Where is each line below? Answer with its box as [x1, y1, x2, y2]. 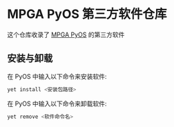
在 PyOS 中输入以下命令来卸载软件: [7, 99, 107, 108]
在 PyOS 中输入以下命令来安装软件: [7, 72, 107, 80]
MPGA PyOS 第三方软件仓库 [7, 6, 167, 22]
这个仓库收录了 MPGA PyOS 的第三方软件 [7, 30, 125, 39]
